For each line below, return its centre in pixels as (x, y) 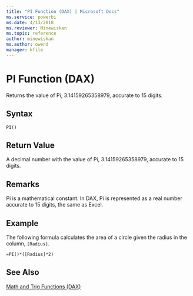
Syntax (19, 114)
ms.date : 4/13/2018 (30, 22)
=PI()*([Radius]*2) (30, 254)
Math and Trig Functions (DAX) (44, 287)
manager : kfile (25, 50)
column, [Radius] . (28, 243)
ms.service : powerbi (31, 17)
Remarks (23, 184)
